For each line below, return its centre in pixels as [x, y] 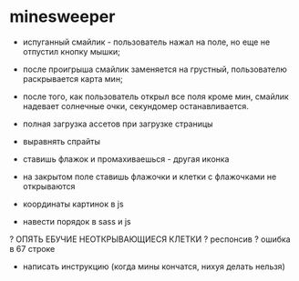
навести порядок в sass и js [77, 221]
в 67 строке [32, 248]
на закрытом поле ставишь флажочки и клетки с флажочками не [149, 176]
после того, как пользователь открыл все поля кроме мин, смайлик [155, 96]
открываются [49, 186]
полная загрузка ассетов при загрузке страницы [118, 124]
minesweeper [62, 17]
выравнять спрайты [62, 141]
